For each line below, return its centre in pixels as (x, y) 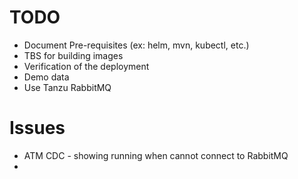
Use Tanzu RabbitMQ (67, 87)
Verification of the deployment (86, 66)
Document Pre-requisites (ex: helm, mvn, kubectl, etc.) (136, 45)
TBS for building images (73, 55)
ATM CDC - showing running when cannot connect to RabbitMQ (156, 155)
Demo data (46, 77)
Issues (37, 128)
